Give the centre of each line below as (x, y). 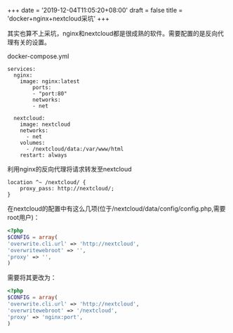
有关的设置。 (32, 42)
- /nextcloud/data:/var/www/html (75, 149)
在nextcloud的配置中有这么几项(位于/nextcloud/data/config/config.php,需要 (116, 209)
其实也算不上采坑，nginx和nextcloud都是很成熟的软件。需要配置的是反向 (113, 33)
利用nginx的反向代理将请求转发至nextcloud (69, 169)
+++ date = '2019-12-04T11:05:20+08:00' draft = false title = (95, 10)
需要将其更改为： (32, 277)
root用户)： (24, 217)
